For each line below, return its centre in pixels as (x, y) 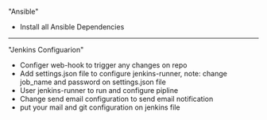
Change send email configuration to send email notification (116, 99)
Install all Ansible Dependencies (72, 27)
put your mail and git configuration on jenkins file (100, 107)
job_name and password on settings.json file (93, 82)
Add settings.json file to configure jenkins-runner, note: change (124, 74)
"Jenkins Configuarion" (46, 50)
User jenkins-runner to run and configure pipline (99, 90)
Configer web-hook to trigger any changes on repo (103, 65)
